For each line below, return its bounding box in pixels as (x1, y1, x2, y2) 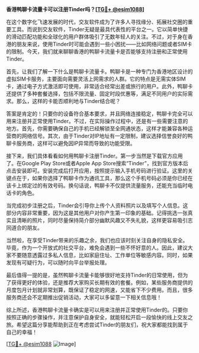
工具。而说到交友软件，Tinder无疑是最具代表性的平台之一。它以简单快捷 (11, 26, 188, 33)
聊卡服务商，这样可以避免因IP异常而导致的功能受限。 (6, 140, 136, 147)
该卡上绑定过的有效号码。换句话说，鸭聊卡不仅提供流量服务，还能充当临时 (6, 182, 188, 189)
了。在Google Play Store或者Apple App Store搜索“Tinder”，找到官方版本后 (6, 160, 188, 166)
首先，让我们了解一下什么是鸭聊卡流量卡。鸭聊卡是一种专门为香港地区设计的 (6, 68, 193, 75)
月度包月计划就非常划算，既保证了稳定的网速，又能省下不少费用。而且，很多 (6, 287, 193, 293)
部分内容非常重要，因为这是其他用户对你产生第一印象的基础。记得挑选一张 (6, 210, 188, 216)
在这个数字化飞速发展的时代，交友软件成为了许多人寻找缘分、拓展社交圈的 (6, 18, 188, 25)
